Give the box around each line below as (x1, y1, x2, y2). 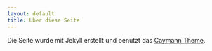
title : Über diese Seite (7, 17, 80, 24)
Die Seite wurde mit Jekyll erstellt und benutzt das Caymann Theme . (7, 36, 206, 44)
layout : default (7, 10, 55, 17)
